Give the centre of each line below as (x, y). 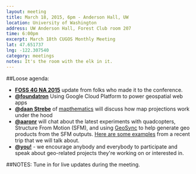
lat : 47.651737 (25, 45)
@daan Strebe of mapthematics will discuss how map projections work (102, 109)
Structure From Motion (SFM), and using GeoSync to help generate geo (102, 128)
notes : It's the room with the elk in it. (59, 61)
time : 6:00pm (22, 34)
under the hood (34, 115)
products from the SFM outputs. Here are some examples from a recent (102, 134)
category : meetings (30, 56)
